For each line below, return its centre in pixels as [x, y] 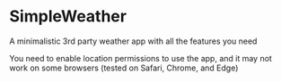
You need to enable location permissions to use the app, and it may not [140, 58]
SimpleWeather [68, 16]
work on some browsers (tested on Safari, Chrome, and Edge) [124, 68]
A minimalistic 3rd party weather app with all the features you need [133, 41]
